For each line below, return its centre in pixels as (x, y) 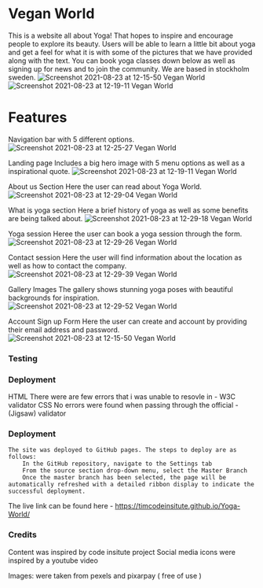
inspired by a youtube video (53, 560)
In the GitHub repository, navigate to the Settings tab (117, 464)
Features (38, 118)
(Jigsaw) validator (37, 413)
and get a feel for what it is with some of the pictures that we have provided (130, 52)
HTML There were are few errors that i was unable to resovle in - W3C (122, 397)
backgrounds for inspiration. (54, 298)
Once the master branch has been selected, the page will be (124, 478)
